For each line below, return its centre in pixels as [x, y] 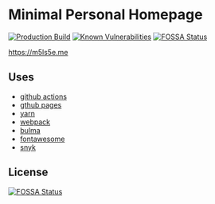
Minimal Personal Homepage [106, 15]
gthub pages [41, 104]
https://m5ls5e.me [38, 52]
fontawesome [42, 139]
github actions [43, 96]
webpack [35, 122]
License [28, 173]
